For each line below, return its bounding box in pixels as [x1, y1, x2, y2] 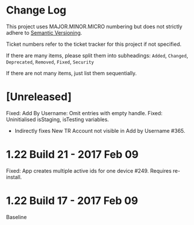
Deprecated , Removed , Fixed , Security [6, 58, 94, 65]
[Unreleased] [6, 90, 72, 103]
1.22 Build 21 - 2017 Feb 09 [6, 148, 139, 162]
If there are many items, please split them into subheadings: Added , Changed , [6, 52, 188, 59]
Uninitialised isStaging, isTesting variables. [6, 116, 109, 123]
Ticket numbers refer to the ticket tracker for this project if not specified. [6, 41, 182, 48]
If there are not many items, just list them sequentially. [6, 69, 137, 76]
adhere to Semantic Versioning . [6, 29, 82, 36]
